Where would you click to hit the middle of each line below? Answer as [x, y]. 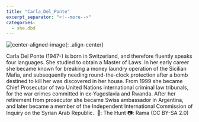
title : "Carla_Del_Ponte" [38, 11]
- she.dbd [23, 28]
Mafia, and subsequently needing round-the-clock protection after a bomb [97, 75]
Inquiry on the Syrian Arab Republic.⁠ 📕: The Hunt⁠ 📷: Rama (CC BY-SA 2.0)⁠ [97, 113]
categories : [21, 22]
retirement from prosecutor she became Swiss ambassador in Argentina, [95, 100]
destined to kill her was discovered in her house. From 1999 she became [94, 81]
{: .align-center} [84, 45]
